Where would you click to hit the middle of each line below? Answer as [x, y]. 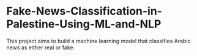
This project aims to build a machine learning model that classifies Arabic [98, 41]
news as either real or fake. [41, 47]
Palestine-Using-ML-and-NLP [84, 24]
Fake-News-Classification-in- [84, 11]
